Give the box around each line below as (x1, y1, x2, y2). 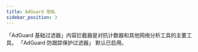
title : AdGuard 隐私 (6, 8, 56, 15)
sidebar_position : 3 (6, 14, 58, 20)
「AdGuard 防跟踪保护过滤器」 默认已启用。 (17, 39, 127, 46)
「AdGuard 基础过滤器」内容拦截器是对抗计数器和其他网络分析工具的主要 (6, 31, 187, 39)
